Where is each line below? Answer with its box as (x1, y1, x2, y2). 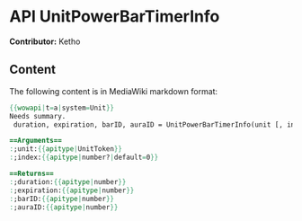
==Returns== (9, 169, 54, 178)
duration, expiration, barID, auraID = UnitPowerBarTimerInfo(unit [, (13, 119, 283, 129)
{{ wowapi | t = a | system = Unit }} (9, 103, 115, 112)
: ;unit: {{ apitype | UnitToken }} (9, 145, 123, 154)
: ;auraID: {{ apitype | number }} (9, 202, 119, 212)
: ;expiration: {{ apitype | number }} (9, 186, 135, 195)
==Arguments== (9, 137, 63, 146)
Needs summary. (9, 111, 67, 120)
